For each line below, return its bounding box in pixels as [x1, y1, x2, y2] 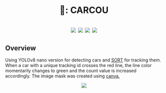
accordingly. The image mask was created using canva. [5, 73, 120, 79]
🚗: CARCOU [59, 4, 109, 16]
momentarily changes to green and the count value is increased [5, 67, 136, 73]
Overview [5, 43, 36, 52]
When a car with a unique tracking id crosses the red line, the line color [5, 62, 152, 68]
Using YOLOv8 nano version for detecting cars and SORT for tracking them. [5, 57, 161, 63]
